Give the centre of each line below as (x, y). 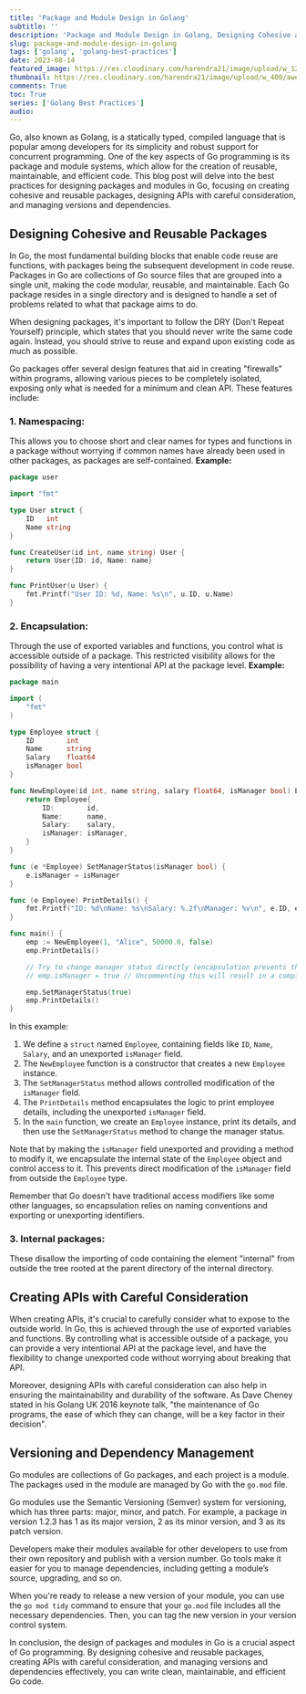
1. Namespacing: (47, 421)
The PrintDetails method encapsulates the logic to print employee (148, 1103)
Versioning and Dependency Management (132, 1453)
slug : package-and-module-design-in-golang (93, 43)
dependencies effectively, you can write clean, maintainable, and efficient (148, 1672)
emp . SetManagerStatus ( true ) (79, 992)
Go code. (26, 1681)
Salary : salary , (79, 825)
